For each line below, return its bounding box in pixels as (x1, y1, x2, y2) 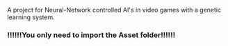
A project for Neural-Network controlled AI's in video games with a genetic (7, 6, 221, 14)
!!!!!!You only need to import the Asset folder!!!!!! (7, 30, 176, 40)
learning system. (7, 13, 56, 21)
